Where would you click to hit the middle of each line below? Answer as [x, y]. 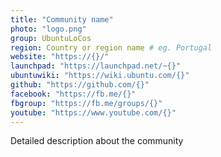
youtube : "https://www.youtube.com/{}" [93, 112]
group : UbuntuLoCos [51, 38]
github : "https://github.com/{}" [80, 85]
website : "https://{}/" [60, 57]
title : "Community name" [62, 19]
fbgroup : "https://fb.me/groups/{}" [86, 103]
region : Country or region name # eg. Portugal [111, 47]
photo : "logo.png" [48, 29]
